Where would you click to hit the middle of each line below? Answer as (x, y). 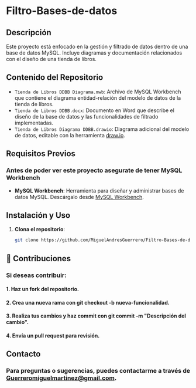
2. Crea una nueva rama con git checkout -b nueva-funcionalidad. (88, 302)
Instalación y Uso (38, 215)
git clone (27, 240)
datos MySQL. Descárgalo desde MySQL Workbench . (79, 197)
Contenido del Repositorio (55, 77)
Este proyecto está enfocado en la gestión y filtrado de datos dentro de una (97, 46)
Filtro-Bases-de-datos (62, 11)
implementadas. (34, 123)
